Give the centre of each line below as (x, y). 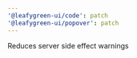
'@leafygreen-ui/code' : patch (58, 15)
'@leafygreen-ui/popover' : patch (63, 23)
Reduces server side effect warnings (68, 45)
